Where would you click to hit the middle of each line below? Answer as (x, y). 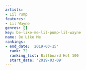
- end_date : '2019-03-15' (32, 46)
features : (15, 19)
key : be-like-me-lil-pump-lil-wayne (43, 33)
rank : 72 (19, 51)
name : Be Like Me (23, 37)
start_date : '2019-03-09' (37, 60)
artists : (14, 10)
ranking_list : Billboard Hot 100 (44, 55)
